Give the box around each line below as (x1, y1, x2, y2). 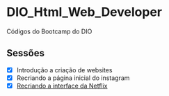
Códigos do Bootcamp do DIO (6, 27, 92, 35)
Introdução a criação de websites (16, 65, 113, 74)
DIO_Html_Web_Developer (6, 4, 163, 20)
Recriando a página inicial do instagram (16, 74, 130, 82)
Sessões (6, 47, 45, 59)
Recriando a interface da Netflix (16, 81, 108, 90)
